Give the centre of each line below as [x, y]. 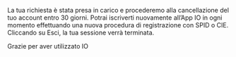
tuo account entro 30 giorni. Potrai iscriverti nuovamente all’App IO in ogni [115, 18]
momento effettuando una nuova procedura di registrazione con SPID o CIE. [118, 25]
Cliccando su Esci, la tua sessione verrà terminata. [81, 32]
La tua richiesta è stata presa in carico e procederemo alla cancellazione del [118, 10]
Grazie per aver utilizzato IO [48, 46]
